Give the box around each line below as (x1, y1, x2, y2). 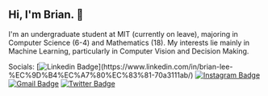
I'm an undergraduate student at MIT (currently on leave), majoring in (8, 29, 238, 38)
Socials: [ (8, 62, 40, 71)
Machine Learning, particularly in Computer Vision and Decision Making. (8, 46, 249, 56)
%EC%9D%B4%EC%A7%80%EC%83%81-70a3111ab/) (8, 70, 194, 80)
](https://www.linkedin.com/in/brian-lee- (98, 62, 233, 71)
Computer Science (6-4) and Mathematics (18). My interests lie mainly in (8, 38, 250, 47)
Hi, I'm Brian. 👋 (8, 8, 84, 22)
